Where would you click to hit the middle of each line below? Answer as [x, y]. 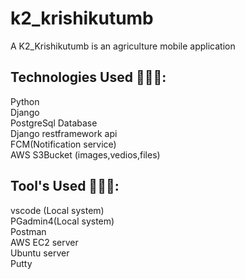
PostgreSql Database [54, 123]
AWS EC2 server [44, 242]
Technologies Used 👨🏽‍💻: [88, 77]
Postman [28, 231]
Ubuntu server [40, 253]
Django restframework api [64, 133]
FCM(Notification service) [63, 144]
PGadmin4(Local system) [62, 221]
